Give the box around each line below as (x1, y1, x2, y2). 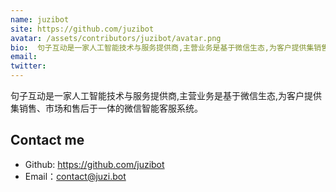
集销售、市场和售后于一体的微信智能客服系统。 (10, 102, 203, 114)
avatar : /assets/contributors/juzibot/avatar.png (10, 33, 222, 43)
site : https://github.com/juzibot (10, 24, 155, 34)
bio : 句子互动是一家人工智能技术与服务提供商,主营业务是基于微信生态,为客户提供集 (10, 42, 315, 53)
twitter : (10, 61, 47, 71)
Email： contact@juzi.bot (24, 170, 127, 182)
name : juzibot (10, 14, 70, 25)
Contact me (10, 132, 85, 149)
